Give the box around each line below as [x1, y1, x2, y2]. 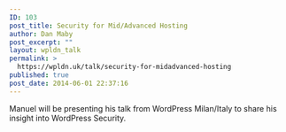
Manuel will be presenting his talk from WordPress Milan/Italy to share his [9, 103, 277, 113]
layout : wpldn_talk [9, 46, 81, 55]
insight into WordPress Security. [9, 113, 127, 123]
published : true [9, 71, 69, 80]
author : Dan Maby [9, 29, 73, 38]
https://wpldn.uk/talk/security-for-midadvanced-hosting [17, 63, 232, 72]
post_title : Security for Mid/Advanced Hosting [9, 21, 189, 30]
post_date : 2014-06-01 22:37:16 [9, 79, 128, 88]
